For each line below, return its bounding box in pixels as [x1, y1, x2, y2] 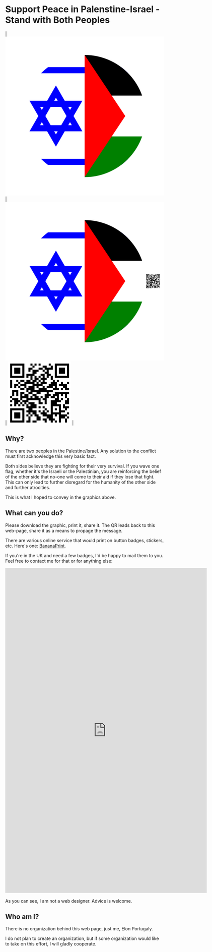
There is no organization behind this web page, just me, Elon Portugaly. [5, 926, 153, 932]
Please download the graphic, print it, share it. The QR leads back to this [5, 522, 155, 528]
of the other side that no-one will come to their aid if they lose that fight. [5, 473, 155, 480]
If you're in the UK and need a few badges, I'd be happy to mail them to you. [5, 552, 164, 558]
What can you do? [5, 509, 63, 517]
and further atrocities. [5, 484, 50, 490]
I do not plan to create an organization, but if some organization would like [5, 935, 159, 941]
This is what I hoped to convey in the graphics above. [5, 494, 116, 500]
